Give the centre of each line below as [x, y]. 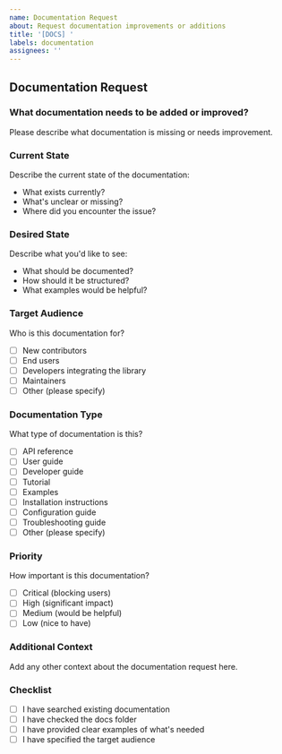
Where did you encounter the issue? [89, 211]
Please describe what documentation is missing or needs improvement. [141, 132]
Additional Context [51, 647]
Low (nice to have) [56, 623]
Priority [26, 556]
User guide [43, 461]
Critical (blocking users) [67, 593]
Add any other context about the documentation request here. [124, 666]
